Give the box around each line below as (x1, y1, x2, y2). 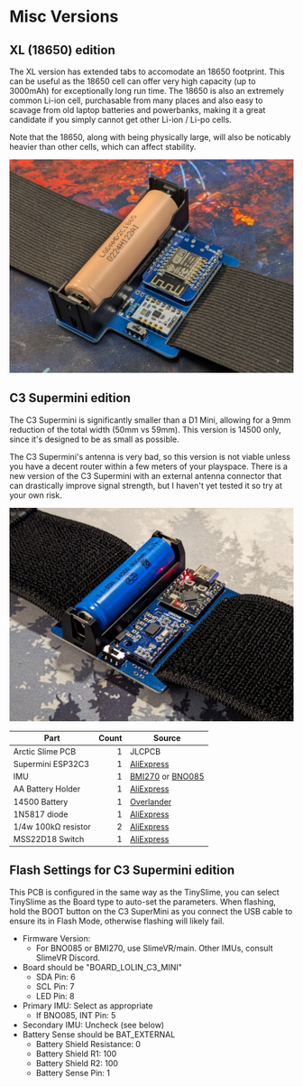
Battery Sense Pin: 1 (35, 1067, 111, 1078)
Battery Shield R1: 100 (35, 1048, 117, 1059)
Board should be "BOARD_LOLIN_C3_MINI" (22, 961, 183, 972)
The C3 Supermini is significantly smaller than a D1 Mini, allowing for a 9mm (9, 414, 291, 426)
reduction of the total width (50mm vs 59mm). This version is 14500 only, (9, 424, 281, 435)
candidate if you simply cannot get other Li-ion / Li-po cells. (9, 115, 232, 125)
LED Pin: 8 (35, 990, 75, 1001)
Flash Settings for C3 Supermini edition (9, 863, 235, 878)
